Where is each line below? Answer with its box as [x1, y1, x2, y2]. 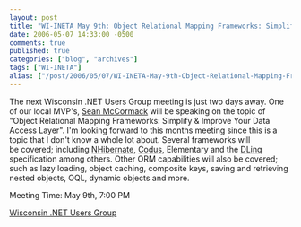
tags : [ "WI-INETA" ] [9, 64, 82, 73]
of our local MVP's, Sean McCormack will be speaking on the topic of [9, 105, 266, 117]
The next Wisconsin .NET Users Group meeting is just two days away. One [9, 96, 285, 107]
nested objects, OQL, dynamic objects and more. [9, 172, 190, 183]
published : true [9, 47, 70, 56]
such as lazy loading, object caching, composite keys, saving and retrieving [9, 162, 288, 173]
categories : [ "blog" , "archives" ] [9, 55, 139, 64]
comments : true [9, 38, 66, 48]
